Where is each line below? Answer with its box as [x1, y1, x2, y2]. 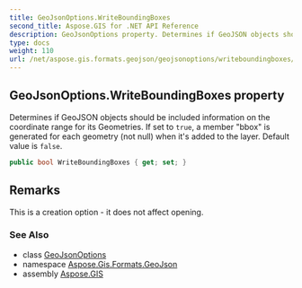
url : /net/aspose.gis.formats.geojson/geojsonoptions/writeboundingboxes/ [9, 55, 296, 64]
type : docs [9, 38, 50, 48]
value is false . [9, 140, 63, 151]
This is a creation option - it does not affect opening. [9, 206, 204, 217]
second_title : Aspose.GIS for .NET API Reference [9, 22, 200, 31]
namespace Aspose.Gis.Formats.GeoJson [22, 258, 178, 269]
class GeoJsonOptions [22, 249, 107, 260]
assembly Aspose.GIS [22, 268, 103, 279]
